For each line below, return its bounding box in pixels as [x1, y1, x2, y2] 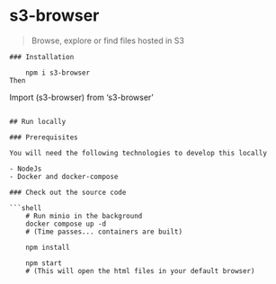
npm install [25, 243, 70, 252]
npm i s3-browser [25, 68, 91, 77]
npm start [25, 258, 63, 268]
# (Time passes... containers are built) [25, 226, 183, 236]
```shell [9, 203, 42, 212]
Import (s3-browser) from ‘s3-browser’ [9, 92, 155, 102]
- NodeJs [9, 164, 42, 173]
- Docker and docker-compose [9, 172, 119, 181]
